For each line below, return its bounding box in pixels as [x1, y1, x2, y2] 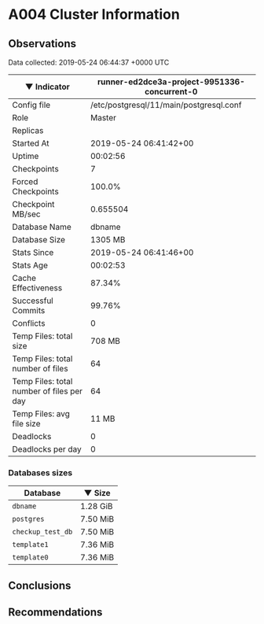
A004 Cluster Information [8, 6, 181, 24]
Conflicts [12, 318, 46, 328]
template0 [12, 553, 49, 562]
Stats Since [12, 247, 54, 257]
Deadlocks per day [12, 444, 82, 454]
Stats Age [12, 260, 49, 271]
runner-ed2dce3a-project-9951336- [97, 76, 245, 87]
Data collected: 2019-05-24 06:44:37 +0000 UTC [8, 57, 170, 67]
